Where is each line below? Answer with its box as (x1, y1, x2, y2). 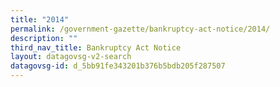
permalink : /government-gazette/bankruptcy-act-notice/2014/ (10, 24, 271, 34)
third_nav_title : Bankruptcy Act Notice (10, 42, 182, 53)
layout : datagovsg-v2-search (10, 52, 132, 62)
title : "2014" (10, 14, 70, 25)
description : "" (10, 33, 78, 43)
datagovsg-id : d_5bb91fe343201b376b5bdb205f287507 (10, 61, 226, 71)
